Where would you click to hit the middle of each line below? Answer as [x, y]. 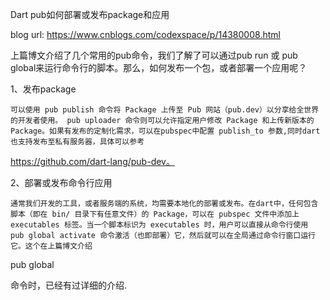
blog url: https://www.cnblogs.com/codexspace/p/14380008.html [145, 34]
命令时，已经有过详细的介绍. [69, 285]
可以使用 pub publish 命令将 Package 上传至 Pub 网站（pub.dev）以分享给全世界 [165, 110]
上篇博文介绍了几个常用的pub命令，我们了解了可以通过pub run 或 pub [154, 55]
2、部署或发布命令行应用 [61, 182]
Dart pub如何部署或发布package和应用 [90, 14]
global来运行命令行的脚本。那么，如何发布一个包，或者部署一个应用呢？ [159, 67]
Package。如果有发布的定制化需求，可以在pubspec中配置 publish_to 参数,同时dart [165, 131]
